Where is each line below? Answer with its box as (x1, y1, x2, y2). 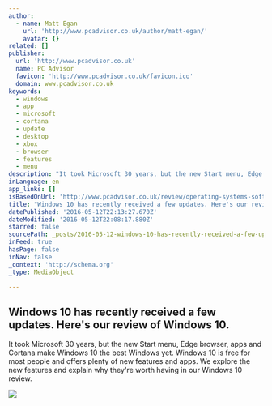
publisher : (8, 49, 45, 58)
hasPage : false (8, 246, 60, 254)
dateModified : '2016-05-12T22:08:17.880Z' (8, 216, 154, 224)
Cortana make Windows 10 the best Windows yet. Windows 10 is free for (8, 348, 251, 357)
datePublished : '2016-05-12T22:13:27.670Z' (8, 207, 158, 216)
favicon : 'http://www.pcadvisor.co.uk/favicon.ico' (15, 72, 194, 80)
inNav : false (8, 253, 53, 261)
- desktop (15, 132, 49, 140)
